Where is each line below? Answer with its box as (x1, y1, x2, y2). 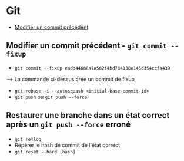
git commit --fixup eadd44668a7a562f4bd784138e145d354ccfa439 (14, 65, 170, 71)
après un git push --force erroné (6, 120, 131, 130)
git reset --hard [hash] (14, 149, 76, 155)
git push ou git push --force (14, 93, 88, 100)
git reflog (14, 136, 42, 142)
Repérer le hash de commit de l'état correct (14, 142, 121, 149)
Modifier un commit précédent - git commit (6, 41, 168, 51)
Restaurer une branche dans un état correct (6, 110, 170, 120)
